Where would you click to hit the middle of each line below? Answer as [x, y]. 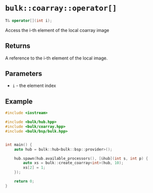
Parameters [24, 74]
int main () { [19, 144]
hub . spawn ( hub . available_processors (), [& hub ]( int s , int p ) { [81, 158]
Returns [18, 46]
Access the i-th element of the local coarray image [57, 30]
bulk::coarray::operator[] [61, 8]
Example [19, 101]
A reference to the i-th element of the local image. [57, 58]
